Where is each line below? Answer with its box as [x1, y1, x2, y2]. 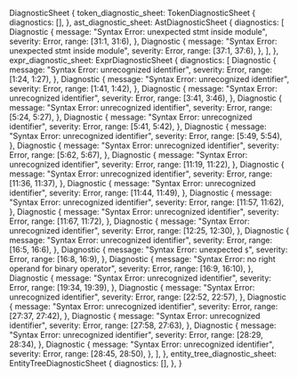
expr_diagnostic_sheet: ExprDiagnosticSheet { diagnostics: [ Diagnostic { [9, 55, 277, 65]
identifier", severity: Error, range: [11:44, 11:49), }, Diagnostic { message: [9, 187, 273, 198]
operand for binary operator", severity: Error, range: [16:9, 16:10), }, [9, 263, 254, 274]
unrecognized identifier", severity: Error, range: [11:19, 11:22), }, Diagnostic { [9, 160, 285, 169]
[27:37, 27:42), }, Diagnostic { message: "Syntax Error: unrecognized [9, 311, 261, 321]
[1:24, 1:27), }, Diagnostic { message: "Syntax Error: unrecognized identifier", [9, 74, 290, 84]
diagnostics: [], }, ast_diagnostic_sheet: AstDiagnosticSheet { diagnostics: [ [9, 17, 285, 28]
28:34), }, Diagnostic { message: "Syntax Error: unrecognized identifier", [9, 339, 275, 349]
